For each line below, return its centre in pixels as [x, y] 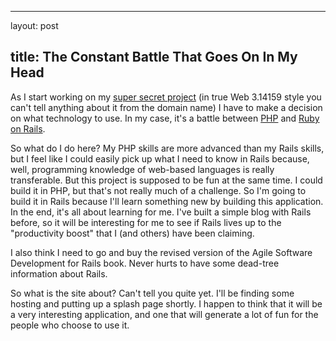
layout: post [34, 25]
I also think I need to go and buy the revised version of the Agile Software [161, 252]
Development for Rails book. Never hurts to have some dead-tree [145, 263]
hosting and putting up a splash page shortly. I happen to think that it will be [166, 303]
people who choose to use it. [70, 325]
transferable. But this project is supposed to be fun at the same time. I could [166, 180]
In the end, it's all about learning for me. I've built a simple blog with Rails [161, 212]
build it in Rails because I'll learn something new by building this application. [167, 201]
